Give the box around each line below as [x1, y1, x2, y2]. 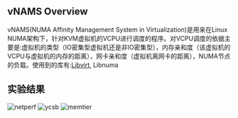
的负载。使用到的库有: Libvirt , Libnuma [7, 60, 119, 69]
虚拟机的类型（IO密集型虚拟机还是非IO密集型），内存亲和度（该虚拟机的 [21, 42, 231, 52]
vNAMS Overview [7, 6, 88, 18]
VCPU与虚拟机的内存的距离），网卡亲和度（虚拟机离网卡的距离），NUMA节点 [7, 52, 231, 60]
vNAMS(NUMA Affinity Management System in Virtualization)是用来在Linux [7, 25, 228, 34]
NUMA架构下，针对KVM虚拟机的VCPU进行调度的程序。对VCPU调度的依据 [7, 34, 225, 42]
